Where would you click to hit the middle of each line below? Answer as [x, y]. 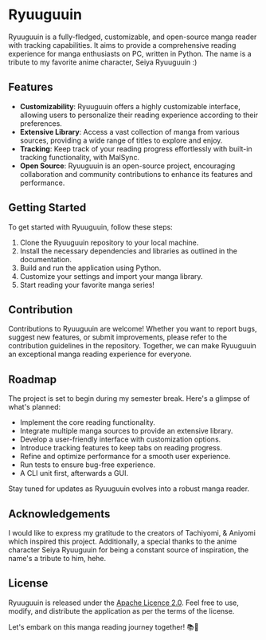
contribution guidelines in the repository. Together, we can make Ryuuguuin [132, 346]
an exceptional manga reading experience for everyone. [100, 354]
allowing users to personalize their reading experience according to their [139, 115]
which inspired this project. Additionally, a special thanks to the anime [123, 541]
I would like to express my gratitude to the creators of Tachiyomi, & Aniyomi [132, 533]
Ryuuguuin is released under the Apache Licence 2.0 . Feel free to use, [123, 603]
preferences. [41, 123]
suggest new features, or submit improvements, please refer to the [118, 337]
